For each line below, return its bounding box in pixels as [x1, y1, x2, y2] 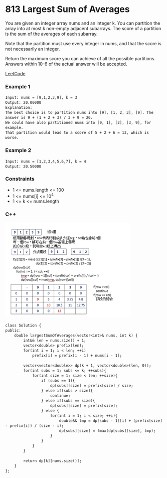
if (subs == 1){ [41, 378, 75, 383]
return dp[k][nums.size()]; [23, 458, 82, 463]
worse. [5, 135, 19, 140]
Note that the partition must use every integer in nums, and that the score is [5, 40, 161, 46]
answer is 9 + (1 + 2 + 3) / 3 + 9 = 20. [5, 115, 93, 120]
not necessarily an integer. [5, 46, 60, 52]
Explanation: [5, 105, 33, 110]
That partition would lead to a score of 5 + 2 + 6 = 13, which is [5, 130, 149, 135]
